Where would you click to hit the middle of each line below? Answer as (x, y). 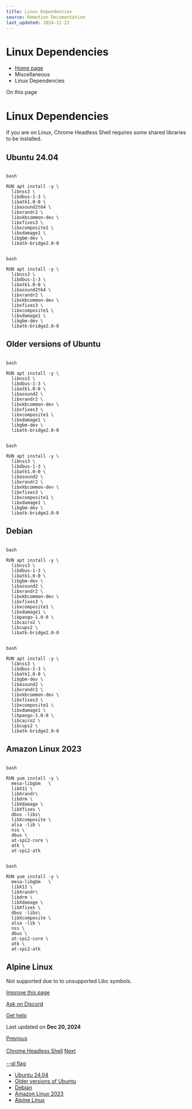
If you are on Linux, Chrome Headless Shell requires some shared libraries (96, 132)
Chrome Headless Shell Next (41, 1051)
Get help (16, 1016)
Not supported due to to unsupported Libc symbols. (69, 981)
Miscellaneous (32, 74)
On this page (21, 92)
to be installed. (24, 139)
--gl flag (16, 1063)
